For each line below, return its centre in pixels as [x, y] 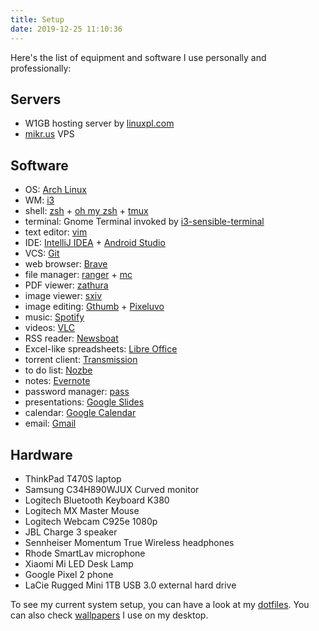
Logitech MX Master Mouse [82, 510]
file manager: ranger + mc [78, 275]
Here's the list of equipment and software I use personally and [138, 57]
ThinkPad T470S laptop [73, 478]
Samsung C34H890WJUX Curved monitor [112, 489]
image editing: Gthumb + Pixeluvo [94, 307]
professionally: [41, 68]
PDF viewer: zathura [66, 285]
